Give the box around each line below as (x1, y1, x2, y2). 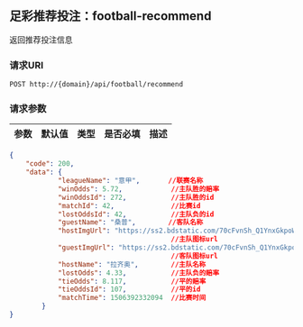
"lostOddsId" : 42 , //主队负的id (57, 210, 215, 219)
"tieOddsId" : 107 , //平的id (57, 285, 201, 295)
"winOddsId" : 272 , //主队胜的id (57, 193, 215, 202)
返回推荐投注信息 (9, 34, 73, 45)
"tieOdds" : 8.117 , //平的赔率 (57, 277, 207, 286)
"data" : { (25, 168, 63, 177)
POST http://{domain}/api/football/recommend (9, 80, 183, 89)
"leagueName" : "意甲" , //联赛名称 (57, 177, 204, 186)
